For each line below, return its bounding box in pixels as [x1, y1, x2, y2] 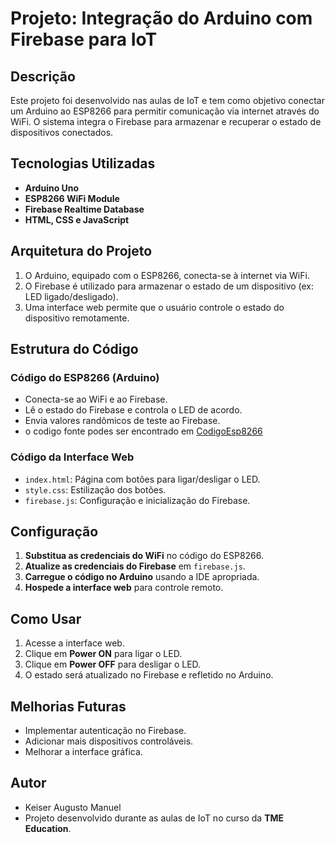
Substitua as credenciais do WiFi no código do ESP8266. [24, 550, 265, 562]
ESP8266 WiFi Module [24, 192, 120, 204]
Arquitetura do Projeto [10, 243, 153, 260]
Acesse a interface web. [24, 637, 125, 649]
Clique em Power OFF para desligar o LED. [24, 658, 202, 671]
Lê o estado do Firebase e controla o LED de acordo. [24, 404, 243, 416]
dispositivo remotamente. [24, 312, 130, 324]
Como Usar [10, 610, 82, 627]
